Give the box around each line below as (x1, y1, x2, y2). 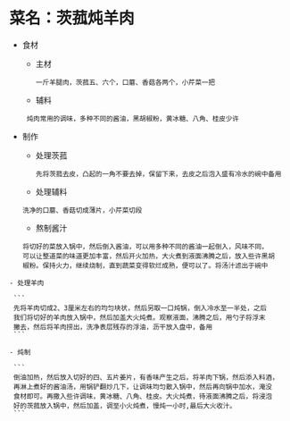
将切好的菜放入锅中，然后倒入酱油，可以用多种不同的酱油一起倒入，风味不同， (21, 242, 269, 251)
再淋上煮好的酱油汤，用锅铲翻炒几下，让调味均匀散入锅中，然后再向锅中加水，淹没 (12, 382, 272, 392)
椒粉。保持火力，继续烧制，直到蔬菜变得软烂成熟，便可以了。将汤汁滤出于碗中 (21, 261, 269, 270)
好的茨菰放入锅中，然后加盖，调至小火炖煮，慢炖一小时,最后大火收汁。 (12, 401, 236, 410)
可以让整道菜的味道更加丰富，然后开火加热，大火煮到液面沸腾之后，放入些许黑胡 (21, 251, 275, 260)
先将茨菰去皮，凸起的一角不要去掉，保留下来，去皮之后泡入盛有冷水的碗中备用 (35, 169, 282, 179)
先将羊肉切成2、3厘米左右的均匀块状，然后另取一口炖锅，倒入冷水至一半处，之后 (12, 303, 268, 313)
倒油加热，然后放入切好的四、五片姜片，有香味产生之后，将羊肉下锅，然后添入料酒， (12, 373, 279, 382)
